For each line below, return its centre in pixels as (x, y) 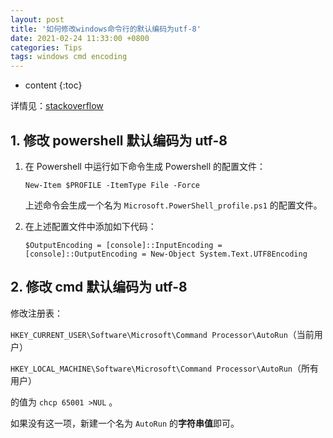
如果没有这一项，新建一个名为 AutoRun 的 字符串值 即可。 (125, 423)
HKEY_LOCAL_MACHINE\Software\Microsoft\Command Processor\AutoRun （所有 (165, 368)
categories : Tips (46, 47)
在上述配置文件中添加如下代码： (90, 226)
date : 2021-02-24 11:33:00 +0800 (80, 38)
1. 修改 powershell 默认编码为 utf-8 (119, 140)
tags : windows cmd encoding (69, 57)
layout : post (37, 19)
